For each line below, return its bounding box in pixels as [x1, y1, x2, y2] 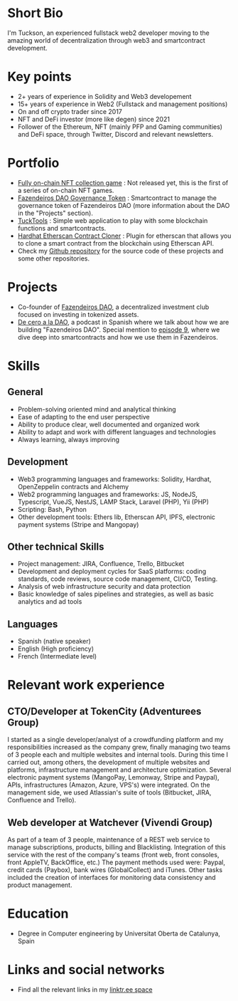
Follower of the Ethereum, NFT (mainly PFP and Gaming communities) [17, 122, 222, 131]
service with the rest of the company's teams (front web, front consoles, [7, 851, 220, 859]
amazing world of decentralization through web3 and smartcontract [7, 36, 206, 44]
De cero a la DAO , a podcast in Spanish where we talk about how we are [17, 318, 229, 326]
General [7, 386, 44, 398]
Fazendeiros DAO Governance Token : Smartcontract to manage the [17, 194, 217, 202]
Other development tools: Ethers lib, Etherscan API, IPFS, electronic [17, 513, 215, 521]
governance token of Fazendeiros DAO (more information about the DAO [17, 201, 230, 209]
